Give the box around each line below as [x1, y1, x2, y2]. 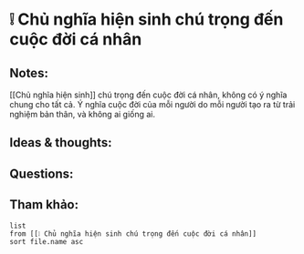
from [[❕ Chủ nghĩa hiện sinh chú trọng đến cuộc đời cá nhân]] [9, 229, 257, 239]
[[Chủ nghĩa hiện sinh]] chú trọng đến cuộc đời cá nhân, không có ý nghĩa [9, 89, 288, 100]
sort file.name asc [9, 237, 84, 246]
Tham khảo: [9, 197, 79, 213]
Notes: [9, 65, 48, 81]
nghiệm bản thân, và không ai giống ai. [9, 109, 156, 119]
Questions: [9, 166, 74, 181]
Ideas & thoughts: [9, 135, 112, 150]
